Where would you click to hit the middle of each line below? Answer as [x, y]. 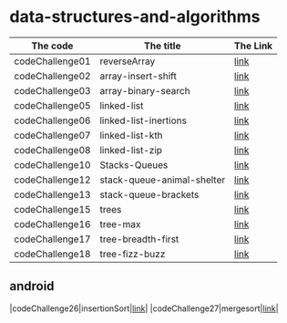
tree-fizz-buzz [133, 254]
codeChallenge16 [52, 224]
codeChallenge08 [52, 150]
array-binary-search [145, 90]
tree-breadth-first [139, 239]
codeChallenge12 [52, 180]
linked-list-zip [131, 150]
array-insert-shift [138, 76]
